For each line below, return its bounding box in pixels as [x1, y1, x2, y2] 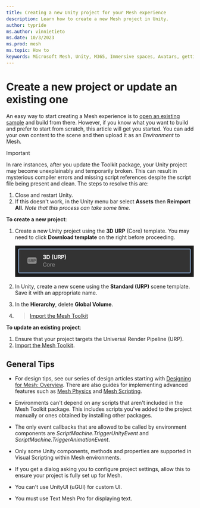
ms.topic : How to [6, 48, 49, 54]
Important [6, 149, 30, 156]
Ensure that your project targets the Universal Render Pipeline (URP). [14, 336, 184, 343]
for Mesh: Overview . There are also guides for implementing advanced [14, 382, 188, 389]
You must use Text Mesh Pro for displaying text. [14, 495, 133, 502]
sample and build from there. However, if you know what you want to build [6, 119, 189, 126]
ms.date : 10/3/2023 [6, 35, 55, 41]
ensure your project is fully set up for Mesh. [14, 472, 123, 479]
